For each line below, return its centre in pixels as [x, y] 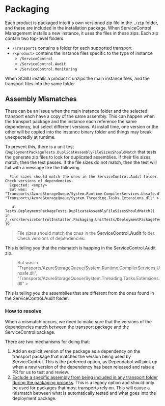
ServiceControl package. [30, 332]
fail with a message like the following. [43, 167]
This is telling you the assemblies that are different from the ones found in [80, 293]
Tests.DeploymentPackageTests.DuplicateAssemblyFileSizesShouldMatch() [80, 211]
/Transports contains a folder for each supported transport [72, 48]
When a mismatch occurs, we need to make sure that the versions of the [79, 322]
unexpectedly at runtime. [30, 137]
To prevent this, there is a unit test [40, 147]
